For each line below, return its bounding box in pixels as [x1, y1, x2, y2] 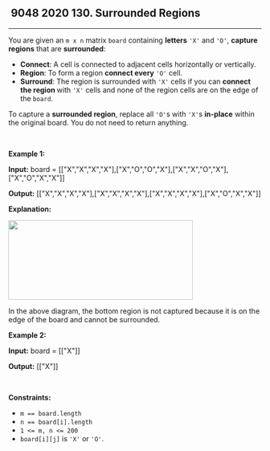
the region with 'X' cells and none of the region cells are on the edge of [19, 84, 259, 95]
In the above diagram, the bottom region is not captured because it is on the [8, 305, 260, 316]
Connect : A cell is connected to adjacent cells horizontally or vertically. [19, 59, 256, 69]
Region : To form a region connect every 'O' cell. [19, 68, 183, 77]
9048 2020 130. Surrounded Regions [10, 6, 201, 20]
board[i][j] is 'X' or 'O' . [19, 433, 104, 443]
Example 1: [8, 149, 46, 158]
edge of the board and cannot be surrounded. [8, 314, 161, 324]
